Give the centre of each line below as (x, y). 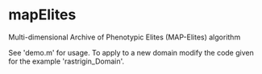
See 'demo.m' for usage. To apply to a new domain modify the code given (131, 52)
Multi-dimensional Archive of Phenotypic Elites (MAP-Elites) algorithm (125, 37)
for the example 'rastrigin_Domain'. (67, 61)
